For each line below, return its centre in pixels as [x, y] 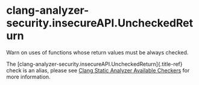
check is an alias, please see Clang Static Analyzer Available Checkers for [98, 70]
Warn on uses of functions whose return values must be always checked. [97, 52]
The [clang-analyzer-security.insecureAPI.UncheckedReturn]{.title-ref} [94, 64]
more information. [28, 77]
